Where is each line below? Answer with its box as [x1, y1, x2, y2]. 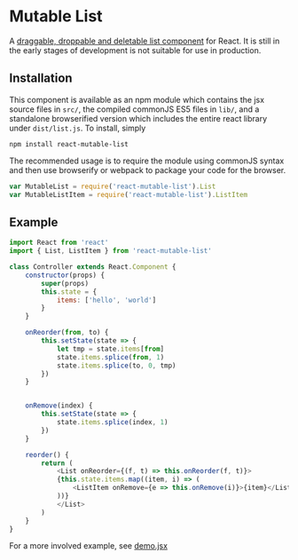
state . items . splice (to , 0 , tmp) [56, 361, 176, 370]
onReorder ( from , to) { [25, 328, 109, 337]
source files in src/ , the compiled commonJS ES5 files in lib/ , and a [9, 104, 260, 114]
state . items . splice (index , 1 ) [56, 418, 169, 427]
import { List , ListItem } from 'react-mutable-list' [9, 247, 213, 256]
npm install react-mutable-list [9, 139, 129, 148]
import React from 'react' [9, 238, 109, 248]
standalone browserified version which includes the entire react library [9, 113, 268, 123]
